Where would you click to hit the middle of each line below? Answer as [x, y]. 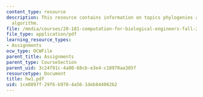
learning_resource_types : [39, 40]
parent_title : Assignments [40, 57]
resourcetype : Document [36, 74]
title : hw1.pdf [25, 79]
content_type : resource [36, 12]
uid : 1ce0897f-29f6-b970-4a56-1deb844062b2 [62, 85]
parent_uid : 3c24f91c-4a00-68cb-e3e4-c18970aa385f [71, 68]
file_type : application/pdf [42, 34]
